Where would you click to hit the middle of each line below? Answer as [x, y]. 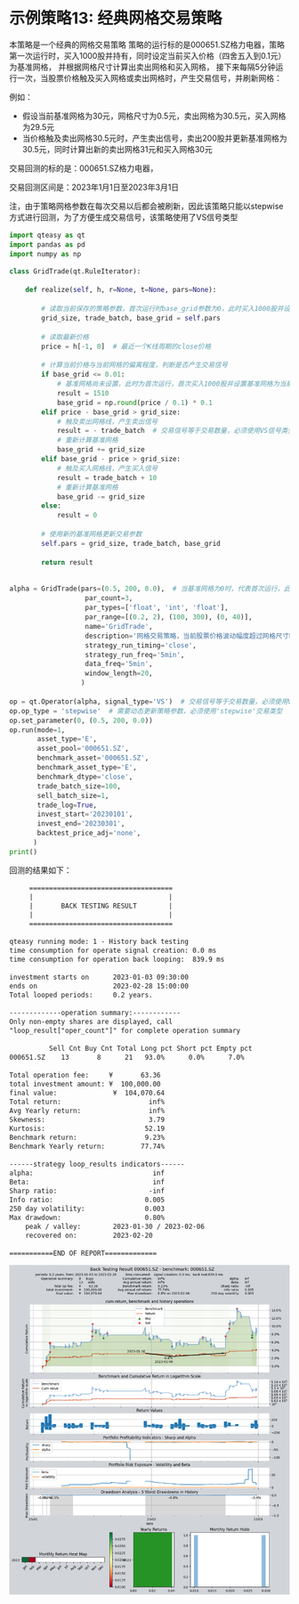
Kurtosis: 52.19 [87, 1128]
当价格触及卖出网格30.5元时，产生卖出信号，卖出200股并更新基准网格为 [154, 138]
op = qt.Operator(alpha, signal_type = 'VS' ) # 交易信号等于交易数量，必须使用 [149, 701]
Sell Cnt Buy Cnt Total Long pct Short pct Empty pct [150, 1048]
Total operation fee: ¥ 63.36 [85, 1075]
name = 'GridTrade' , [119, 626]
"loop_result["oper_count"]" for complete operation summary [125, 1030]
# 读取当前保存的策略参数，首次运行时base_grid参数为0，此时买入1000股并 [162, 309]
